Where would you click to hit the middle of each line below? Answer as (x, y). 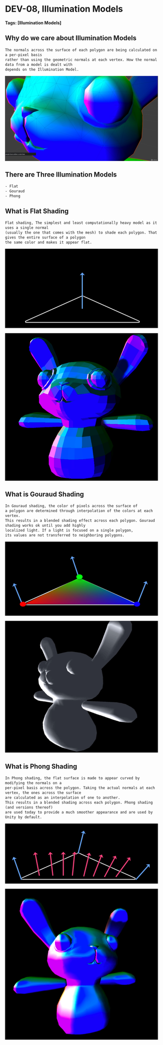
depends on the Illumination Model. (42, 69)
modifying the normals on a (33, 783)
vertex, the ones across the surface (43, 793)
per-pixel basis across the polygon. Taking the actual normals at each (80, 788)
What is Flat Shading (37, 211)
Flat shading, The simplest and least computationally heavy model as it (81, 223)
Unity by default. (24, 817)
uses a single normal (27, 228)
